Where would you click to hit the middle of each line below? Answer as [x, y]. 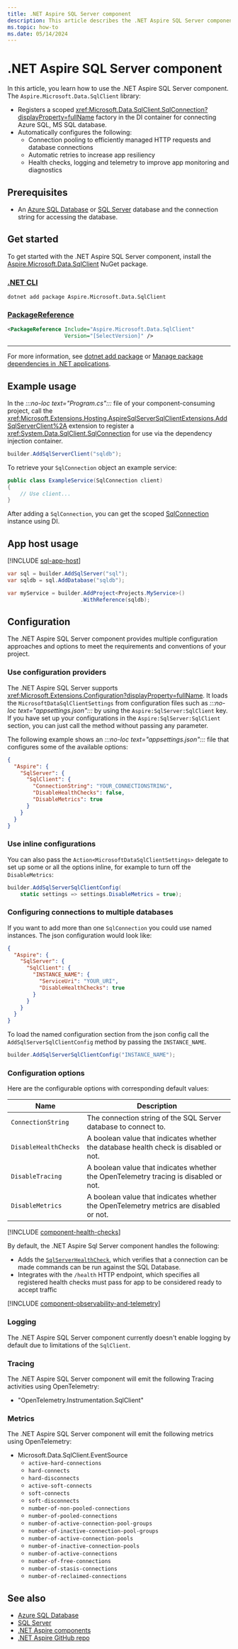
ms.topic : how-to [33, 27]
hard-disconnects [54, 1479]
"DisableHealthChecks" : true [82, 988]
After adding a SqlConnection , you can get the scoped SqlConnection [108, 514]
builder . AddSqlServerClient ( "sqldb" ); [64, 454]
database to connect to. [126, 1127]
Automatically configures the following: [75, 133]
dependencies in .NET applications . [59, 364]
